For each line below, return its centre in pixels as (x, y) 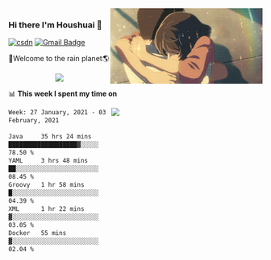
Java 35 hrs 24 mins (50, 137)
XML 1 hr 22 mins (46, 209)
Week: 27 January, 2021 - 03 (57, 113)
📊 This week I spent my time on (63, 94)
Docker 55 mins (38, 233)
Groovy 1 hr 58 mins (46, 185)
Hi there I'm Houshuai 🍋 (55, 25)
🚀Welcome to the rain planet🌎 (59, 59)
